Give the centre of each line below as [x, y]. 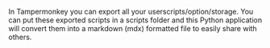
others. [20, 37]
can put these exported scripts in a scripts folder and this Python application [135, 20]
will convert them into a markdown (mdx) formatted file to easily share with [133, 28]
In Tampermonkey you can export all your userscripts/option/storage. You [131, 12]
